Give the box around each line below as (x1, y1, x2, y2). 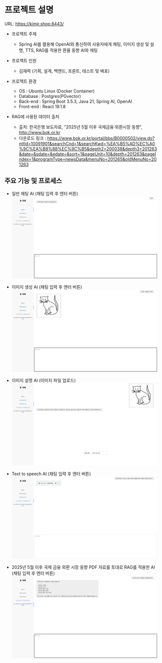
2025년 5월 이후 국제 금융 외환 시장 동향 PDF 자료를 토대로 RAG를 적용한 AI (11, 564, 155, 570)
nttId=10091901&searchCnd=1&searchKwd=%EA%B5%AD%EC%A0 (18, 141, 156, 147)
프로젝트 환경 (11, 78, 37, 84)
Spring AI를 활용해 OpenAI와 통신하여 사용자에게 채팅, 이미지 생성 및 (18, 41, 149, 47)
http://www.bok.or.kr (18, 129, 61, 135)
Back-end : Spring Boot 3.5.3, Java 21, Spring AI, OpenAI (18, 98, 132, 104)
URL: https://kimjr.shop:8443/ (4, 20, 64, 27)
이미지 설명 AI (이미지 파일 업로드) (11, 377, 76, 383)
